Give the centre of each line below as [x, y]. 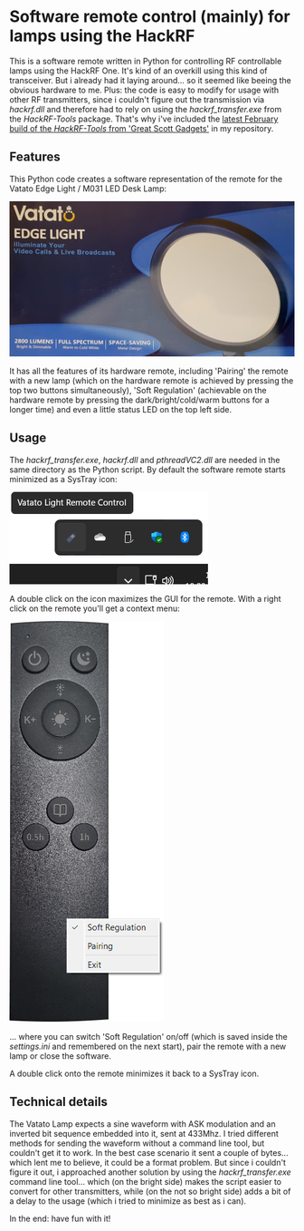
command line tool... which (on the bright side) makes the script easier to [146, 1181]
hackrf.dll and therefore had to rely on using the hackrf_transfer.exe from [146, 109]
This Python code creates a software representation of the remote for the [146, 179]
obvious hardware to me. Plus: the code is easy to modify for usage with [144, 90]
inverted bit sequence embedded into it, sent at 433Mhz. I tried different [144, 1133]
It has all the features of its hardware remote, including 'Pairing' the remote [149, 371]
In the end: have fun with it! [60, 1218]
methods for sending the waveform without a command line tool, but [137, 1143]
